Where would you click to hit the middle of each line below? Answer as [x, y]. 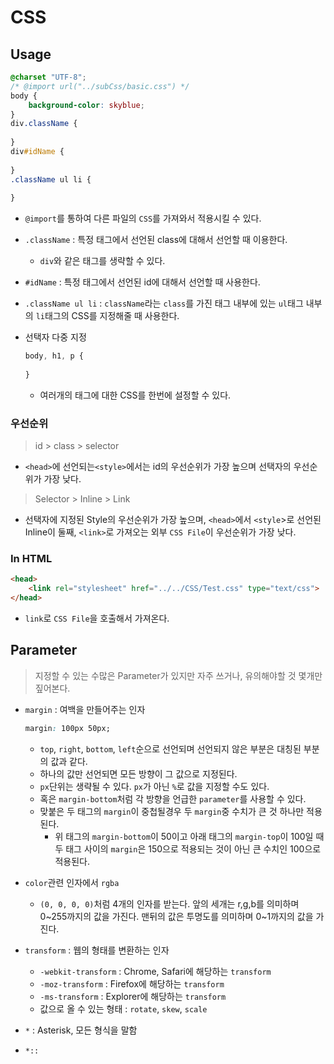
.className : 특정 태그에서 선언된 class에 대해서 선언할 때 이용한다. [156, 240]
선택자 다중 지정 [55, 337]
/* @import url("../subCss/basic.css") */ [100, 86]
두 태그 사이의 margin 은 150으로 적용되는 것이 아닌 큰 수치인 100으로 [188, 848]
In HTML [31, 559]
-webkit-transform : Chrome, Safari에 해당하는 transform [155, 971]
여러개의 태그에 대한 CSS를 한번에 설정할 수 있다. [135, 395]
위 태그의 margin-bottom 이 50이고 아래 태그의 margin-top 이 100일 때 [189, 836]
